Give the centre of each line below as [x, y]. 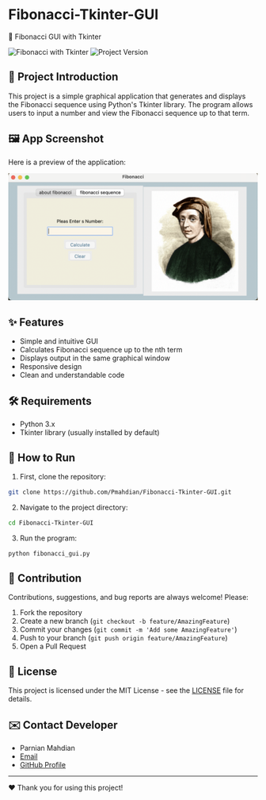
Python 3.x [37, 424]
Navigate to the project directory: [74, 507]
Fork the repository [51, 613]
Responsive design [51, 367]
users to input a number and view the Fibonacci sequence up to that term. [129, 113]
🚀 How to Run [42, 458]
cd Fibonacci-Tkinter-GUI [51, 523]
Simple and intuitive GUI [59, 341]
